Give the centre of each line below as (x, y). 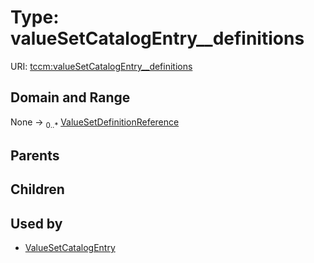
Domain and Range (70, 97)
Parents (35, 155)
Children (37, 189)
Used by (36, 223)
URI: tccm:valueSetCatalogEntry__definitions (101, 66)
